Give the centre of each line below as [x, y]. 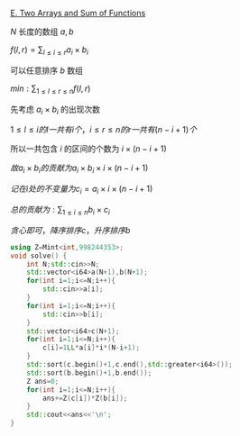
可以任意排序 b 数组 [47, 70]
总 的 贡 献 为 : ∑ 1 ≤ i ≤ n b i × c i [60, 210]
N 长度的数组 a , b [42, 32]
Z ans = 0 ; [43, 381]
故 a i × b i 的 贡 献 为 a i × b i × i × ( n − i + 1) [79, 169]
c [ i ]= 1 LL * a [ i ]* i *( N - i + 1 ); [92, 348]
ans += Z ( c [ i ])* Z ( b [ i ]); [85, 398]
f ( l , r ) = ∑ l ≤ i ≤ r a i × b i [50, 50]
